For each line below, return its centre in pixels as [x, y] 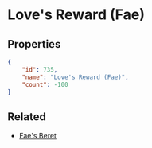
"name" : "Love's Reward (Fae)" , [75, 77]
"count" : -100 [45, 84]
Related [27, 117]
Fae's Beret [38, 136]
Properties [34, 44]
